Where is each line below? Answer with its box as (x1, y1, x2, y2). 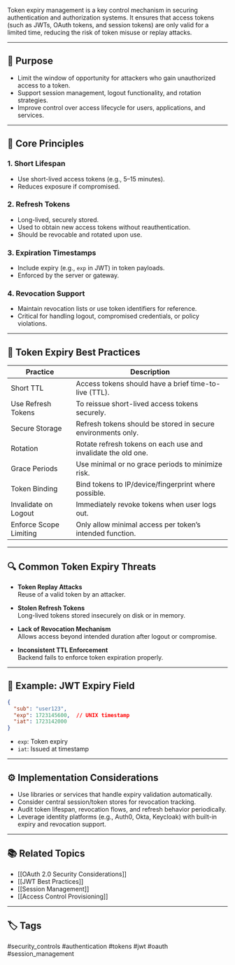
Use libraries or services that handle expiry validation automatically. (17, 791, 213, 799)
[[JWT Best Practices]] (17, 877, 84, 885)
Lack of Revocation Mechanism (17, 625, 111, 633)
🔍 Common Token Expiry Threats (7, 560, 157, 573)
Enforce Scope (10, 520, 59, 529)
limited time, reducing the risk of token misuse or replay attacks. (7, 28, 192, 36)
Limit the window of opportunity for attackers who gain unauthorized (17, 74, 216, 82)
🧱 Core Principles (7, 138, 84, 150)
